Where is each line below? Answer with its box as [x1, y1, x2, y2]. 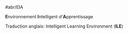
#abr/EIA [5, 4, 23, 10]
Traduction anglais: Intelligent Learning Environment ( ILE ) [5, 23, 123, 29]
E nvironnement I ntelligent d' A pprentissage [5, 14, 93, 19]
